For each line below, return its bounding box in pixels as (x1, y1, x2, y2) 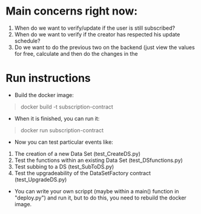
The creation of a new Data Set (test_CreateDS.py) (14, 150, 140, 157)
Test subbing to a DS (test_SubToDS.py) (14, 162, 114, 170)
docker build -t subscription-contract (20, 103, 113, 110)
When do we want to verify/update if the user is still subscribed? (14, 24, 176, 32)
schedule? (14, 37, 41, 44)
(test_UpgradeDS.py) (14, 176, 67, 183)
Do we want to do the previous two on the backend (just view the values (14, 44, 195, 51)
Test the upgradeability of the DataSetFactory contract (14, 169, 151, 176)
